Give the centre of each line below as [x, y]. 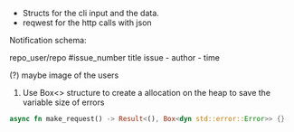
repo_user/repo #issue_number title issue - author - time [114, 57]
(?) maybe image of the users [64, 75]
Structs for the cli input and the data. [91, 13]
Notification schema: [48, 40]
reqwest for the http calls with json [87, 23]
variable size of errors [63, 102]
